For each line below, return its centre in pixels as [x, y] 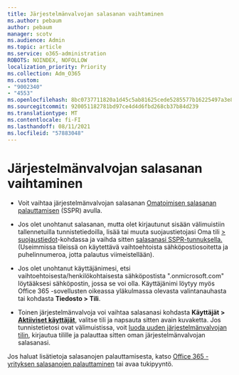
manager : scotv [30, 34]
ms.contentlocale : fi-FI [44, 120]
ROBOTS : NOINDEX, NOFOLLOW [47, 60]
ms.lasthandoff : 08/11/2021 [49, 126]
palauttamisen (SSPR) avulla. [60, 211]
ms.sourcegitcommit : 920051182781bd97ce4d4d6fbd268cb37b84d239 [103, 107]
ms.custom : [23, 80]
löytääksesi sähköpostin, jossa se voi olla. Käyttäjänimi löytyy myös [116, 284]
